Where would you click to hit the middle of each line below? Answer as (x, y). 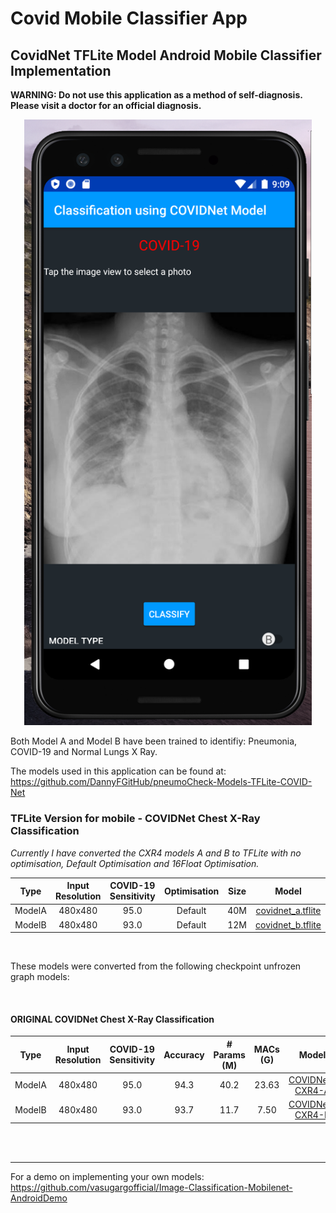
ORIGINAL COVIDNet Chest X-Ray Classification (112, 1019)
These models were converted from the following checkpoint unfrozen (156, 966)
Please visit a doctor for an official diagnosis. (106, 105)
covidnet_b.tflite (288, 924)
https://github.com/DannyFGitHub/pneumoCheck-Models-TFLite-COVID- (161, 782)
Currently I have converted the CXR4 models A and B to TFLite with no (156, 853)
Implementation (61, 70)
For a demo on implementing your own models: (107, 1176)
